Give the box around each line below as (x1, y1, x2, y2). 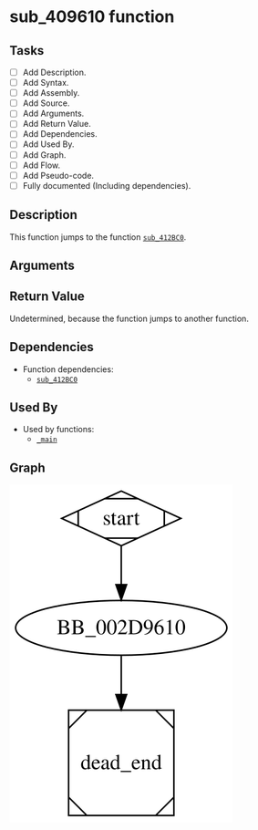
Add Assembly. (22, 88, 80, 99)
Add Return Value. (22, 119, 91, 130)
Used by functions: (22, 424, 95, 435)
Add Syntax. (22, 78, 69, 88)
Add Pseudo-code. (22, 170, 94, 181)
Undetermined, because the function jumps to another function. (9, 313, 249, 324)
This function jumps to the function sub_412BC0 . (9, 231, 187, 243)
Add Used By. (22, 139, 75, 150)
